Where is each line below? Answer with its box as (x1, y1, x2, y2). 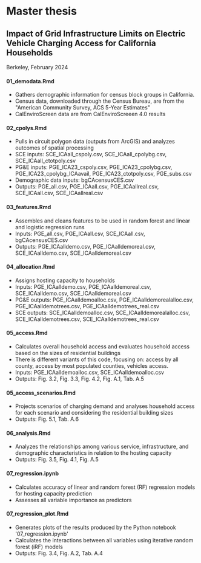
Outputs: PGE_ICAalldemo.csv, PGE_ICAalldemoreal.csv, (15, 243, 156, 250)
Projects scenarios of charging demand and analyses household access (15, 402, 195, 410)
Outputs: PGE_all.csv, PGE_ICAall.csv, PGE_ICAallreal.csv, (15, 183, 159, 190)
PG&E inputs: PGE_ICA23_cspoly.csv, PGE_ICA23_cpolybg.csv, (15, 164, 173, 171)
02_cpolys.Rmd (6, 124, 47, 131)
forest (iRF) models (15, 543, 64, 550)
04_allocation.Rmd (6, 263, 56, 271)
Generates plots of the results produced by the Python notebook (15, 523, 177, 531)
